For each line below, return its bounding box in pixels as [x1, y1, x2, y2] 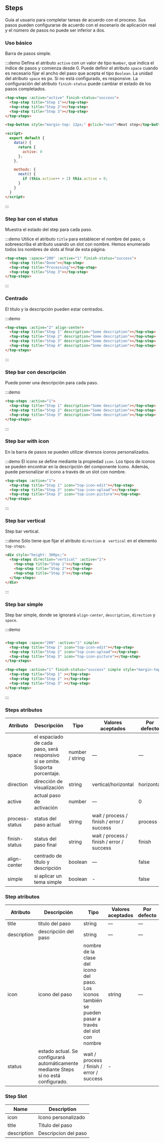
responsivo [34, 751, 60, 758]
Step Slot [5, 1093, 27, 1100]
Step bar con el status [5, 215, 58, 222]
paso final [34, 841, 57, 848]
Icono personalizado [38, 1114, 85, 1121]
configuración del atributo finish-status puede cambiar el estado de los [5, 81, 151, 87]
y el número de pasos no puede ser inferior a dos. [5, 27, 106, 33]
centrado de [34, 852, 62, 859]
